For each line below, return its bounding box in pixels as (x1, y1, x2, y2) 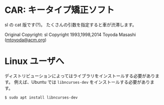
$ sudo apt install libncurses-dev (4, 95, 78, 100)
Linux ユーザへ (4, 56, 65, 67)
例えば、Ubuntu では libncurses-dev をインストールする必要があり (14, 79, 150, 85)
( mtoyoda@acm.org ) (4, 36, 47, 42)
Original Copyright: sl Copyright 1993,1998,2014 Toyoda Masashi (4, 32, 136, 37)
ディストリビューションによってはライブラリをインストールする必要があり (4, 72, 156, 79)
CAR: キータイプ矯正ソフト (4, 4, 115, 16)
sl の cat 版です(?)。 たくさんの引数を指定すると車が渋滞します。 (4, 22, 137, 28)
